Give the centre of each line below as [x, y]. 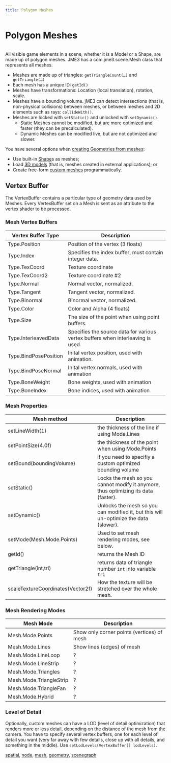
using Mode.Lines [119, 434]
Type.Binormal [25, 300]
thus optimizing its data [125, 490]
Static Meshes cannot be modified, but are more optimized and [86, 123]
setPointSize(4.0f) [30, 445]
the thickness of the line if [128, 428]
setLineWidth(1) [27, 431]
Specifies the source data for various [112, 331]
